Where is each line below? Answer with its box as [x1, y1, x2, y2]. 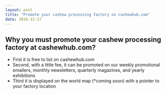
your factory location [12, 83, 57, 89]
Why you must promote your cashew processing [5, 35, 161, 44]
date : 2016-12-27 [5, 17, 42, 22]
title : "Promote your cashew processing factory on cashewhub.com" [5, 12, 150, 17]
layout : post [5, 7, 33, 13]
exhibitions [12, 72, 35, 78]
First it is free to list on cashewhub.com [12, 56, 95, 63]
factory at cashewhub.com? [5, 43, 96, 52]
